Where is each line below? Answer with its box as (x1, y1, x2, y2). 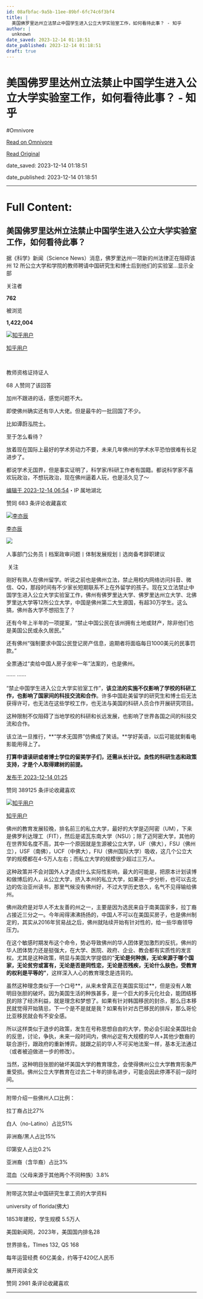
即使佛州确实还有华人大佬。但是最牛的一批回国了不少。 (6, 407, 144, 414)
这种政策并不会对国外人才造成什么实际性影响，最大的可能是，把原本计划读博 (6, 868, 197, 875)
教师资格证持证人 (6, 369, 49, 376)
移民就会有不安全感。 (16, 1012, 70, 1019)
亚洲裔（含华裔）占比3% (6, 1158, 68, 1165)
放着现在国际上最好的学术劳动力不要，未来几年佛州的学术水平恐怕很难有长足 (6, 445, 197, 453)
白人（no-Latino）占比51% (6, 1120, 73, 1127)
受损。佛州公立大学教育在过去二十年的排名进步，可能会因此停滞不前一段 (11, 1068, 192, 1075)
